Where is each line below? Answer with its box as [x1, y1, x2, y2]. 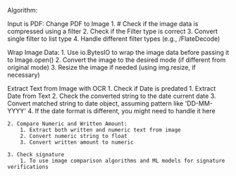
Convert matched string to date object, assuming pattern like [7, 99, 184, 108]
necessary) [7, 70, 40, 79]
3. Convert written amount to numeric [20, 139, 134, 146]
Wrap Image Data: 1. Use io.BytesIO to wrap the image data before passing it [7, 49, 230, 56]
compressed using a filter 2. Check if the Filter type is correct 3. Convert [7, 27, 218, 35]
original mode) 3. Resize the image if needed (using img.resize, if [7, 63, 196, 71]
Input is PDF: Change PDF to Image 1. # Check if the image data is [7, 20, 199, 27]
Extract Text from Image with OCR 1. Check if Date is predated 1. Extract [7, 84, 216, 92]
